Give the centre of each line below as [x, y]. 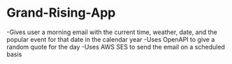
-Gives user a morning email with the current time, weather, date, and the [112, 32]
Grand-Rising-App [61, 13]
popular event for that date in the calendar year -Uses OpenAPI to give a [111, 39]
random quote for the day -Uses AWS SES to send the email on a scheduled [116, 47]
